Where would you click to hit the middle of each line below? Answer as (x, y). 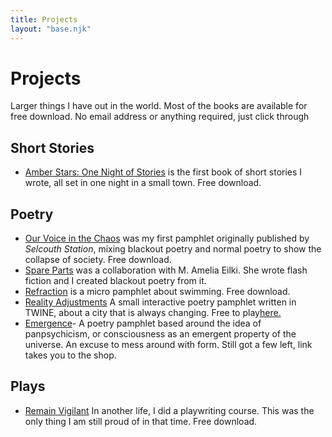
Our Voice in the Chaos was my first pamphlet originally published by (167, 238)
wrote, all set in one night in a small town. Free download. (143, 183)
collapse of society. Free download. (98, 260)
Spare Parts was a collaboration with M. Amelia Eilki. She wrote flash (166, 270)
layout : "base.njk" (51, 29)
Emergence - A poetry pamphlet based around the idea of (143, 323)
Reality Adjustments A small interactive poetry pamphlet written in (160, 302)
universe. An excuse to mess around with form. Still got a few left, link (168, 345)
